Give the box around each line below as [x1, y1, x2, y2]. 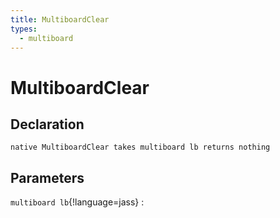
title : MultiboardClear [10, 14, 110, 25]
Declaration [10, 116, 85, 133]
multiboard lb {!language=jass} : [10, 196, 145, 208]
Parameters [10, 169, 85, 186]
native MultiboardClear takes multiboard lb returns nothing [10, 142, 271, 153]
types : [10, 24, 38, 34]
